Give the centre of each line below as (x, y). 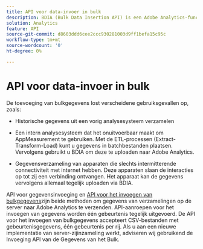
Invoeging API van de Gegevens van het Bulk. (63, 239)
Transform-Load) (37, 145)
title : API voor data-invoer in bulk (54, 12)
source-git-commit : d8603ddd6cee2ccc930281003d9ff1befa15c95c (86, 34)
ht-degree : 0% (24, 51)
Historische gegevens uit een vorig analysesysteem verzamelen (95, 121)
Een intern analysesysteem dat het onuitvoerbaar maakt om (89, 133)
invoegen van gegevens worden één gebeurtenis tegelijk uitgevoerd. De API (101, 213)
